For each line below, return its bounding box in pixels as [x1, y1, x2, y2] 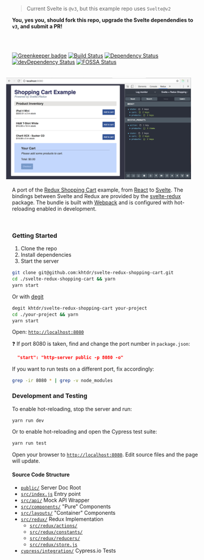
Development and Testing [12, 392, 88, 400]
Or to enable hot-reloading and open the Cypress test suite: [12, 428, 157, 435]
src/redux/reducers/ [29, 536, 80, 542]
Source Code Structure [12, 471, 70, 478]
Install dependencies [20, 252, 72, 259]
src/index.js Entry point [20, 491, 81, 498]
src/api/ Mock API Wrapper [20, 497, 90, 504]
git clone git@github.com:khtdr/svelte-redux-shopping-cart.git [12, 270, 174, 276]
